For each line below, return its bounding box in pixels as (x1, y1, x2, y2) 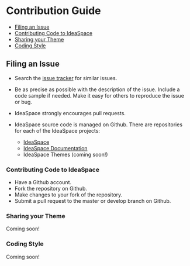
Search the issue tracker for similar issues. (14, 74, 118, 81)
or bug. (14, 98, 32, 105)
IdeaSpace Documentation (23, 144, 88, 151)
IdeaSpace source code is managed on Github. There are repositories (14, 121, 183, 128)
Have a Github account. (14, 179, 72, 186)
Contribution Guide (6, 4, 101, 18)
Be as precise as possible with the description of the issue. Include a (14, 86, 180, 93)
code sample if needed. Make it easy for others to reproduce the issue (14, 92, 184, 99)
